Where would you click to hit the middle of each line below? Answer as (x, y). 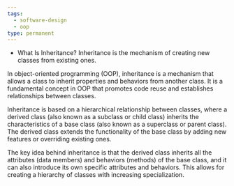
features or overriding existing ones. (59, 139)
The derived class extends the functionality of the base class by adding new (117, 132)
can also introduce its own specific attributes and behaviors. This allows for (116, 167)
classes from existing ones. (57, 61)
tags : (15, 14)
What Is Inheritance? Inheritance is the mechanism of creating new (114, 53)
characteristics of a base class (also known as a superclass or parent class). (117, 124)
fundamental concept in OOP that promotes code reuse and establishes (110, 88)
